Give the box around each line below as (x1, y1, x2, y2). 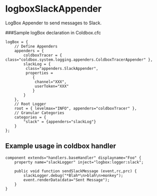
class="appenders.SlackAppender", (25, 66, 99, 71)
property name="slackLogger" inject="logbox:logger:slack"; (14, 160, 144, 165)
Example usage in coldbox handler (5, 142, 116, 150)
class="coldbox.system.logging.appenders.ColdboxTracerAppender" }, (5, 57, 153, 62)
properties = (25, 70, 53, 75)
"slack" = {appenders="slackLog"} (23, 119, 96, 124)
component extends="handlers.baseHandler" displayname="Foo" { (5, 155, 142, 160)
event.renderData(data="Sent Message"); (23, 177, 110, 182)
